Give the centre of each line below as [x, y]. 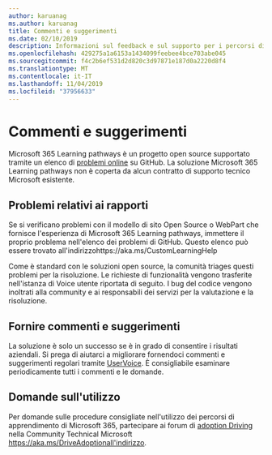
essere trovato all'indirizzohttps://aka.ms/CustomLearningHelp [113, 251]
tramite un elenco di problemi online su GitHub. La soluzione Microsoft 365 [133, 162]
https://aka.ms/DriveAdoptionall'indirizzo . [78, 442]
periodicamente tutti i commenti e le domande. [86, 371]
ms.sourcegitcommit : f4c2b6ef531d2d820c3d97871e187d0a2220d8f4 [117, 62]
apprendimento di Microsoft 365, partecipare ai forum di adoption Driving [131, 425]
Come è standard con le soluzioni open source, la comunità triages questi [131, 266]
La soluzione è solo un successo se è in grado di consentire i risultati [123, 346]
